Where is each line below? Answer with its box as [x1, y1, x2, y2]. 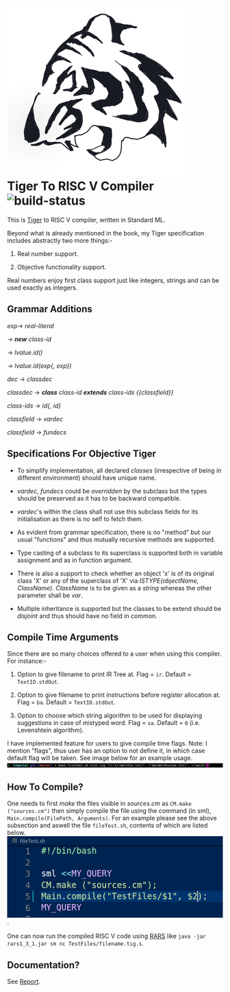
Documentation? [7, 959, 80, 971]
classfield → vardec [7, 415, 64, 423]
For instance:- [7, 657, 47, 665]
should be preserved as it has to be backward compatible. [16, 494, 181, 503]
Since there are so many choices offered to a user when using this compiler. [7, 649, 222, 658]
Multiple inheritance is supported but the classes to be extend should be [16, 604, 222, 612]
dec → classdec [7, 375, 53, 383]
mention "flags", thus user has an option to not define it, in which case [7, 747, 205, 755]
